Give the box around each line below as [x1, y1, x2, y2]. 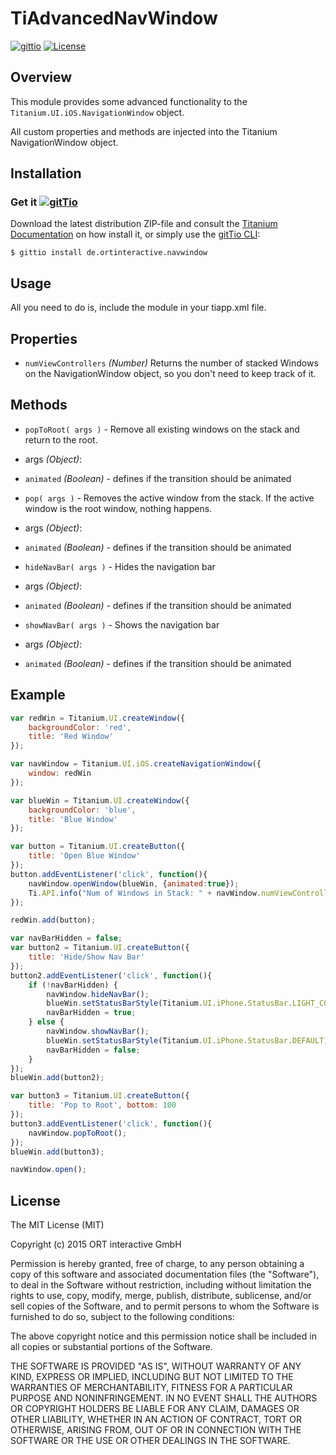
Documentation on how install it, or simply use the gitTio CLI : [10, 228, 261, 241]
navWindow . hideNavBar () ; [46, 989, 150, 999]
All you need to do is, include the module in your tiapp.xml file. [10, 302, 267, 314]
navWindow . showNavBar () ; [46, 1027, 150, 1037]
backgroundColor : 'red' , [28, 722, 132, 732]
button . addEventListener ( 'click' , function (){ [10, 869, 208, 879]
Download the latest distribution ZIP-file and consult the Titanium [10, 218, 278, 230]
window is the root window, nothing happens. [24, 502, 213, 514]
